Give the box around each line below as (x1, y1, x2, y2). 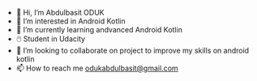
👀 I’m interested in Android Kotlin (15, 16, 126, 26)
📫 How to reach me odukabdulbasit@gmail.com (15, 63, 178, 73)
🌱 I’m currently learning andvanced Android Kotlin (15, 25, 182, 34)
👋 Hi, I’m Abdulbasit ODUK (15, 8, 105, 17)
